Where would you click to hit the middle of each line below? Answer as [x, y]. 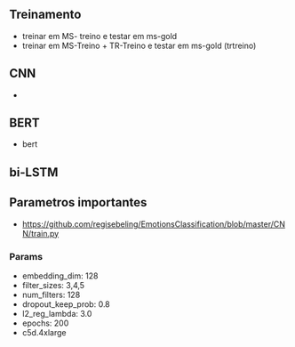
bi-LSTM [34, 172]
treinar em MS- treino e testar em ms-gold [100, 36]
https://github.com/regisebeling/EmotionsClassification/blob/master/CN [154, 224]
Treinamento [45, 15]
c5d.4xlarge [44, 332]
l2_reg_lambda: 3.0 [57, 313]
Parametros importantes [78, 202]
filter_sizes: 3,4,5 [53, 285]
